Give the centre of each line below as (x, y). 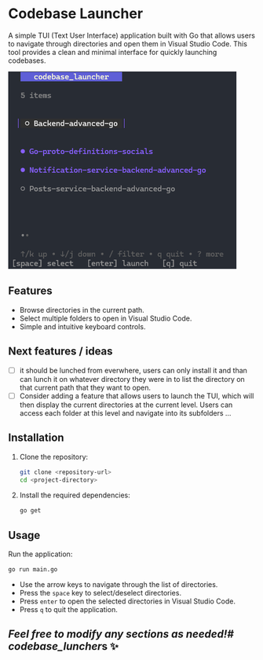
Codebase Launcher (76, 14)
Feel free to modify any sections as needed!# (121, 634)
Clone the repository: (54, 456)
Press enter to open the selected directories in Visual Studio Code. (127, 601)
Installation (36, 438)
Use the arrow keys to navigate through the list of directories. (119, 584)
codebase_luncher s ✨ (64, 646)
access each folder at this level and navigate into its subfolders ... (125, 412)
